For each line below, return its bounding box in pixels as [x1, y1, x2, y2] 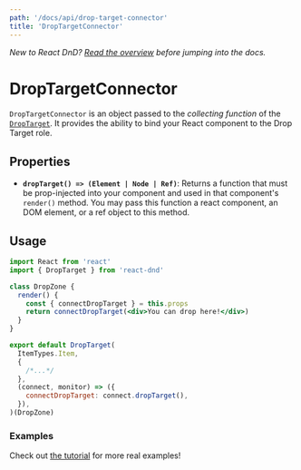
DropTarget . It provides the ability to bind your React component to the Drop [9, 118, 293, 129]
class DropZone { [9, 282, 75, 291]
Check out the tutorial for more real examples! [9, 450, 181, 461]
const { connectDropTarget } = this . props [25, 299, 189, 308]
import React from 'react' [9, 258, 112, 267]
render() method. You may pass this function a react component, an [22, 197, 278, 209]
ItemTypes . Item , [17, 348, 79, 358]
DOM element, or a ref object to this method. [22, 207, 190, 218]
